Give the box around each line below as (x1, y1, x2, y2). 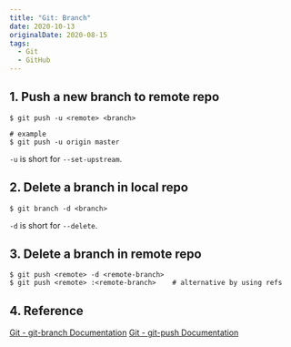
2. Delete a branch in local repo (9, 179, 189, 196)
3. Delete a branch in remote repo (9, 247, 202, 262)
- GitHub (17, 56, 51, 65)
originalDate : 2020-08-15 (9, 30, 107, 39)
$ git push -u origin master (9, 138, 120, 147)
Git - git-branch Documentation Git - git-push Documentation (9, 327, 239, 338)
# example (9, 129, 47, 138)
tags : (9, 38, 30, 48)
